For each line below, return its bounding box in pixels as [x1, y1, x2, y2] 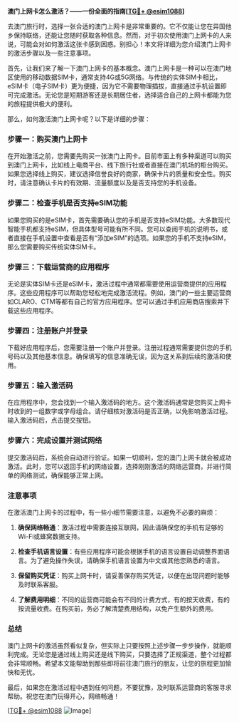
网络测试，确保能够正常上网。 [19, 470, 107, 480]
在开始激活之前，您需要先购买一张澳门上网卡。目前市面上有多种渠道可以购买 [7, 152, 232, 160]
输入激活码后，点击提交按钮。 [7, 416, 95, 425]
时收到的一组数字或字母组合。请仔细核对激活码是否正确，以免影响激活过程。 [7, 407, 232, 416]
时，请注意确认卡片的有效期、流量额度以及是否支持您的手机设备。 [7, 178, 201, 187]
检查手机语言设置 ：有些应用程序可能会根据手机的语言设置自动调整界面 [17, 547, 224, 556]
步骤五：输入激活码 [7, 381, 73, 391]
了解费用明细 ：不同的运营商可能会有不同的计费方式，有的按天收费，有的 [17, 595, 230, 604]
